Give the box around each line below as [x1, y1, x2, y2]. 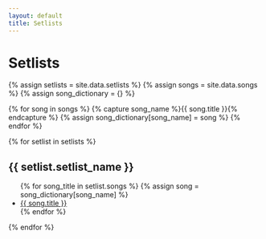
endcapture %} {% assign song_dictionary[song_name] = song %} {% [8, 113, 241, 123]
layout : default [8, 11, 63, 20]
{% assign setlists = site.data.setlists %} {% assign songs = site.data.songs [8, 80, 258, 90]
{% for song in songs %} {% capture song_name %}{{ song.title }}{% [8, 104, 238, 114]
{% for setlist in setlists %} [8, 137, 96, 147]
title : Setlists [8, 19, 63, 27]
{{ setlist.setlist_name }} [8, 160, 134, 173]
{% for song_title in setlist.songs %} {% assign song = [19, 181, 199, 191]
